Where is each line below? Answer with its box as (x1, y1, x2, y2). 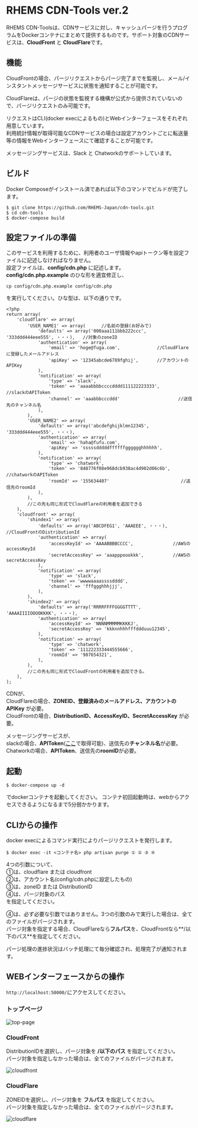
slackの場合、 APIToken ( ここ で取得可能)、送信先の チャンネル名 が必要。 (6, 740, 181, 747)
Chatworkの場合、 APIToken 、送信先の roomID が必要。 (6, 747, 140, 755)
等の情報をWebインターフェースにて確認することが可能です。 (6, 137, 156, 144)
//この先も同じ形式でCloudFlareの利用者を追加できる (27, 501, 143, 507)
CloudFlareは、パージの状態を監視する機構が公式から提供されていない (6, 94, 177, 101)
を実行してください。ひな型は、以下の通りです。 (6, 295, 125, 302)
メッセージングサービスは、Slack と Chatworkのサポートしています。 (6, 149, 175, 156)
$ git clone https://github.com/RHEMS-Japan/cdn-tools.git (6, 204, 155, 210)
